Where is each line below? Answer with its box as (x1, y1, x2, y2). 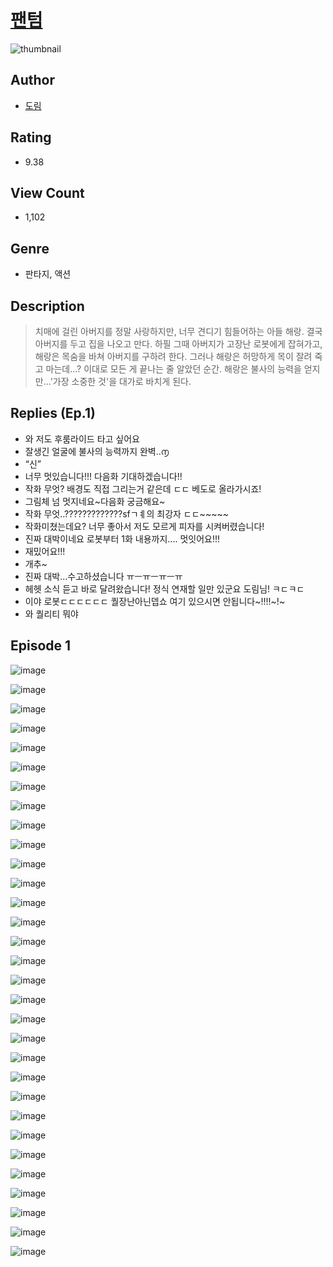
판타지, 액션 (24, 268, 72, 280)
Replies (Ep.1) (10, 405, 96, 422)
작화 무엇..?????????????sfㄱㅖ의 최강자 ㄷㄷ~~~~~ (24, 507, 229, 520)
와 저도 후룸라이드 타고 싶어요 (24, 432, 140, 445)
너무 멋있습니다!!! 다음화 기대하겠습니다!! (24, 470, 183, 482)
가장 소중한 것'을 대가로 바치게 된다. (52, 376, 192, 387)
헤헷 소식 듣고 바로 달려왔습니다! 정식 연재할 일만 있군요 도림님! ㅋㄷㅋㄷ (24, 582, 305, 595)
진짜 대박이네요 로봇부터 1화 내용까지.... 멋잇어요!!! (24, 532, 220, 545)
